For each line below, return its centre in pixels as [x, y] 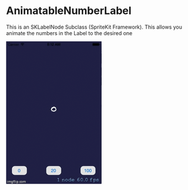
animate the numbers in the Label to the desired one [69, 33]
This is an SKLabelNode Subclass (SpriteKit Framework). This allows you [94, 27]
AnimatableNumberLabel [69, 11]
